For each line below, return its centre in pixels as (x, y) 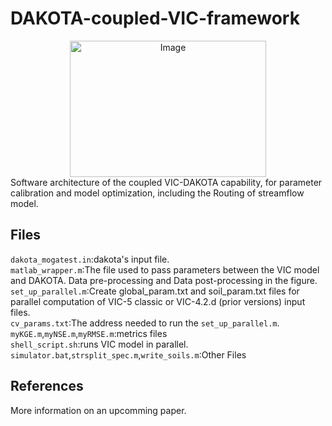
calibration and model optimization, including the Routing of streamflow (157, 193)
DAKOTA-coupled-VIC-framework (155, 18)
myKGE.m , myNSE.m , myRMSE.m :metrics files (89, 333)
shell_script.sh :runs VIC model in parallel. (99, 344)
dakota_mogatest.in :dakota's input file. (90, 259)
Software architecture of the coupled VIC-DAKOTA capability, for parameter (166, 182)
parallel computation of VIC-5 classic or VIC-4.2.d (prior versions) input (158, 301)
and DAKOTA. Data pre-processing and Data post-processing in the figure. (164, 280)
